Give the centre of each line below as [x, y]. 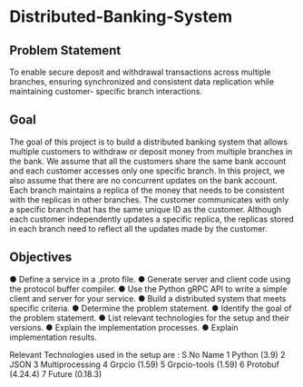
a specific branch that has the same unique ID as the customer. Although [146, 209]
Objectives [41, 258]
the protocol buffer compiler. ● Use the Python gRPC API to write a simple [148, 289]
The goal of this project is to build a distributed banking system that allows [149, 142]
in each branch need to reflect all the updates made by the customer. [138, 228]
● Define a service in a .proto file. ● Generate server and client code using [150, 279]
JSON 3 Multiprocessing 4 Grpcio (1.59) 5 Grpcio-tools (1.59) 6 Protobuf [144, 364]
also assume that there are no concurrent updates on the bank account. [144, 180]
